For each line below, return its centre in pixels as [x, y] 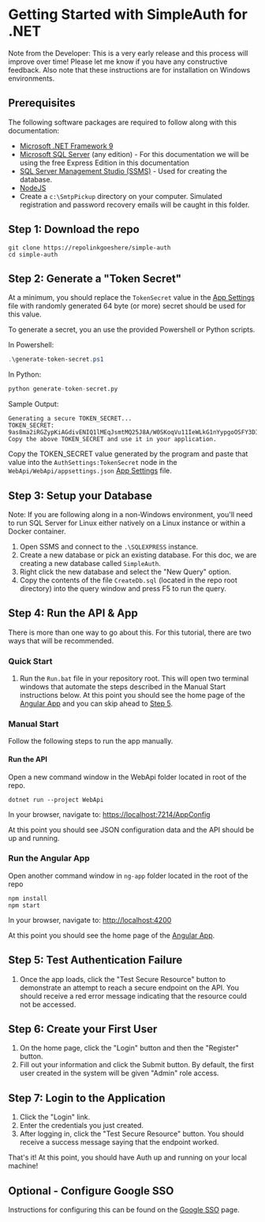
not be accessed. [48, 1004]
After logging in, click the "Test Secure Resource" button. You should [132, 1134]
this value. [25, 314]
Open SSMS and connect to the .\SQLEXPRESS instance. [109, 546]
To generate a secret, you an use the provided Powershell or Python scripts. [132, 330]
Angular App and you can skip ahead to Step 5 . [96, 703]
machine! [23, 1166]
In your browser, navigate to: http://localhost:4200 [90, 920]
